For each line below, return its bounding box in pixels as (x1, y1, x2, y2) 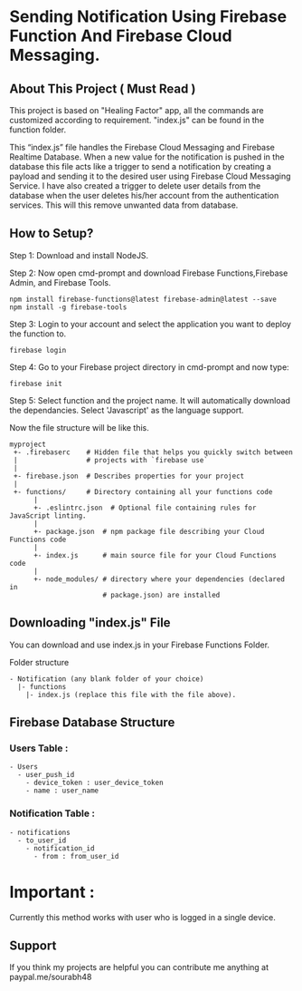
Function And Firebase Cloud (9, 25, 232, 46)
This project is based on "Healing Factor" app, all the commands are (9, 105, 264, 115)
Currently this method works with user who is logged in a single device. (9, 911, 276, 922)
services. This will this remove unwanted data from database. (9, 199, 239, 210)
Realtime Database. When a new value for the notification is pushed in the (9, 151, 285, 162)
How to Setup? (9, 226, 94, 241)
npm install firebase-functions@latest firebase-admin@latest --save (9, 295, 278, 304)
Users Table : (9, 742, 69, 754)
